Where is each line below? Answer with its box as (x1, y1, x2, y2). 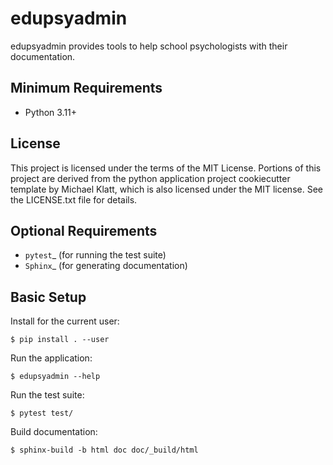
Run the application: (10, 352, 93, 364)
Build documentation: (10, 426, 98, 438)
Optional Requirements (10, 222, 158, 239)
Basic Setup (10, 288, 87, 306)
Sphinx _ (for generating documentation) (24, 260, 188, 272)
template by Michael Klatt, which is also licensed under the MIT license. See (10, 183, 323, 195)
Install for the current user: (10, 315, 120, 327)
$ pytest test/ (10, 408, 74, 419)
